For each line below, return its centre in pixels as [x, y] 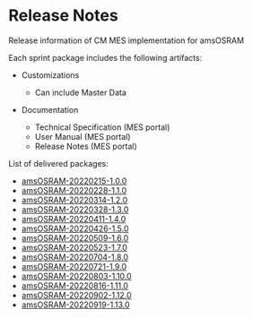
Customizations [50, 75]
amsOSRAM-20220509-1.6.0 [75, 237]
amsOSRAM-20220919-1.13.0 [76, 305]
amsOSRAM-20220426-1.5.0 [75, 228]
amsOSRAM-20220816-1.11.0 [75, 285]
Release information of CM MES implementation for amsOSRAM [126, 40]
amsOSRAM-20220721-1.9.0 [74, 266]
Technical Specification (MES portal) [102, 127]
